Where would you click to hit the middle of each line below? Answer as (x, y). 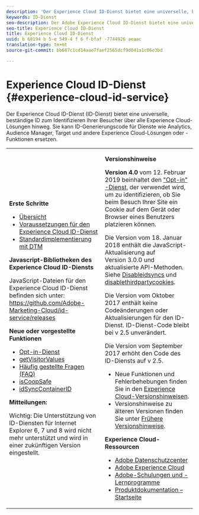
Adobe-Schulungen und (149, 475)
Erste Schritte (29, 204)
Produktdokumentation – (149, 489)
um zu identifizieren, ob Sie (142, 195)
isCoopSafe (36, 382)
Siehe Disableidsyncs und (141, 275)
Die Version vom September (144, 346)
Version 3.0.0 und (130, 260)
